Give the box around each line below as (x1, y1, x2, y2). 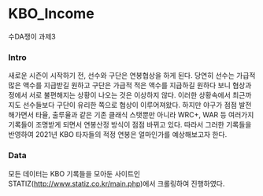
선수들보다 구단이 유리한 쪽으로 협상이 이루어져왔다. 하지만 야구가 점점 (22, 100, 238, 110)
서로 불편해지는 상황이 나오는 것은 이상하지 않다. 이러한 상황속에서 (28, 91, 231, 100)
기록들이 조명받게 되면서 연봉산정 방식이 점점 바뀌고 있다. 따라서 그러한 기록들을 (8, 120, 252, 130)
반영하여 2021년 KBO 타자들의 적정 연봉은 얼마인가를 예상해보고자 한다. (8, 130, 228, 139)
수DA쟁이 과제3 (8, 31, 57, 41)
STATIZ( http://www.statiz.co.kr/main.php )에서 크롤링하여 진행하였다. (8, 179, 225, 188)
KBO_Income (8, 5, 94, 23)
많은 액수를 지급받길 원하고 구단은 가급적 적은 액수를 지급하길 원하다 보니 (8, 80, 231, 91)
